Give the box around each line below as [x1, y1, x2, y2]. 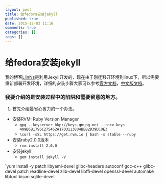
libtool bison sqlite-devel [5, 174, 55, 180]
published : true [5, 16, 38, 21]
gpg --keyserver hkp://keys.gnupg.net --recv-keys [19, 123, 125, 128]
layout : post [5, 7, 32, 12]
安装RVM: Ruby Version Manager [12, 116, 79, 122]
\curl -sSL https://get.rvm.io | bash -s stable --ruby [19, 132, 136, 137]
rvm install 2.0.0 [19, 143, 57, 148]
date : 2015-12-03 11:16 [5, 21, 54, 26]
